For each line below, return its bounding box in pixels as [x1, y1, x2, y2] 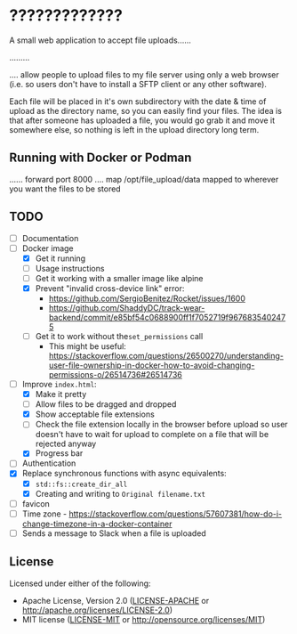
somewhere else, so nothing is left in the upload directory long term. [9, 124, 260, 134]
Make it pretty [35, 389, 87, 400]
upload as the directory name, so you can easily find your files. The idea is [9, 105, 283, 116]
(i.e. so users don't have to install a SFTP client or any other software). [9, 78, 267, 89]
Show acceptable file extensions [35, 409, 156, 419]
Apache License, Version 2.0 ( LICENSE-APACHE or [21, 595, 210, 606]
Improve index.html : [21, 379, 97, 389]
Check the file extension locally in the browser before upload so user [35, 419, 288, 430]
